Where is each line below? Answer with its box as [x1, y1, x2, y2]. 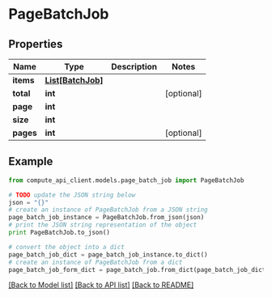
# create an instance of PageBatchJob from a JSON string [8, 206, 208, 214]
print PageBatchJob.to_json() [8, 228, 111, 237]
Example [8, 155, 53, 168]
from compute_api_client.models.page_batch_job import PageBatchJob [8, 176, 244, 185]
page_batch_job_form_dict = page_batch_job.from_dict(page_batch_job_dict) [8, 265, 270, 274]
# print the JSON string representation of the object [8, 221, 198, 229]
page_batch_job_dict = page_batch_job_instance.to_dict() [8, 250, 208, 259]
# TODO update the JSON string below [8, 191, 136, 199]
